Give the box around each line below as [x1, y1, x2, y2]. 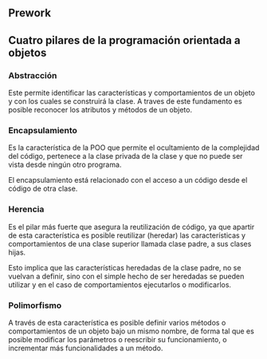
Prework [8, 6, 52, 20]
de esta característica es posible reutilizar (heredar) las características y [8, 231, 245, 240]
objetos [8, 45, 47, 59]
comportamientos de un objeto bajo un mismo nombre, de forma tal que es [8, 326, 255, 336]
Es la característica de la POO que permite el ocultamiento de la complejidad [8, 143, 260, 152]
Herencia [8, 203, 45, 215]
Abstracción [8, 69, 57, 81]
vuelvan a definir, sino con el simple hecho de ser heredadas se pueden [8, 271, 245, 281]
